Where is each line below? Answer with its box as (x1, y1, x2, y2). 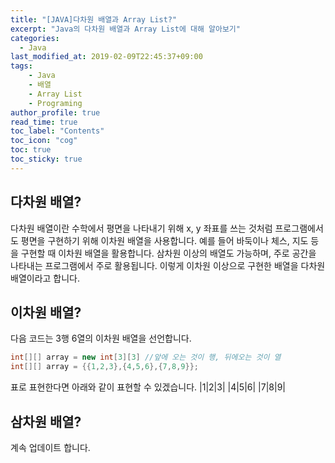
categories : (10, 33, 60, 43)
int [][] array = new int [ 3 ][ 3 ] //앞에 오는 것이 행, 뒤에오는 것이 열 (10, 352, 282, 363)
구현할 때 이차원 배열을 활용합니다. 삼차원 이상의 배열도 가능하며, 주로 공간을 (20, 247, 317, 259)
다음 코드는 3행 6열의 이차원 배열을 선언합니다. (10, 332, 192, 345)
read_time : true (10, 117, 78, 127)
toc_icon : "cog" (10, 136, 78, 146)
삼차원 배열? (10, 413, 82, 430)
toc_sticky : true (10, 154, 83, 164)
